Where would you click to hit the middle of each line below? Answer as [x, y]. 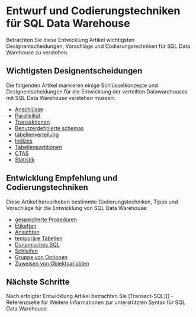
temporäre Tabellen [38, 238]
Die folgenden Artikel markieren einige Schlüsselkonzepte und [82, 85]
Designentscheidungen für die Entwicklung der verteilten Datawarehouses [97, 91]
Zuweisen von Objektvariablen [52, 263]
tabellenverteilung [37, 134]
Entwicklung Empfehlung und [62, 178]
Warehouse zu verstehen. [38, 52]
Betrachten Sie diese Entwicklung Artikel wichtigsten [70, 40]
